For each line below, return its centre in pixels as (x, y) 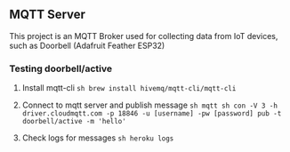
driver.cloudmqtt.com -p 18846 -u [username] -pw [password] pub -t (152, 114)
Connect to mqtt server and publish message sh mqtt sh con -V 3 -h (150, 105)
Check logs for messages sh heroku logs (98, 138)
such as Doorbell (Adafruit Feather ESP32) (87, 45)
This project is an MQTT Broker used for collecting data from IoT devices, (144, 36)
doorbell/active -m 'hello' (74, 122)
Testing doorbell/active (61, 68)
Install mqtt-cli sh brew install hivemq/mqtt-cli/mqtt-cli (129, 88)
